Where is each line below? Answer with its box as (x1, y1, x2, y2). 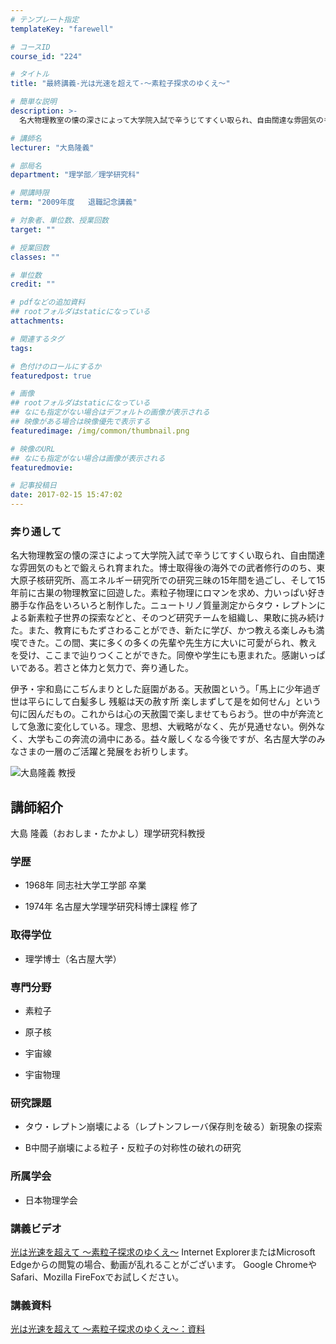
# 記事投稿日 (10, 481, 57, 491)
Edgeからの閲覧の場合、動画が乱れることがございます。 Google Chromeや (10, 1258, 317, 1270)
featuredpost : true (10, 371, 92, 381)
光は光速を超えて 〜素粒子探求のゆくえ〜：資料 (10, 1323, 206, 1335)
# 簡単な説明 (10, 97, 57, 107)
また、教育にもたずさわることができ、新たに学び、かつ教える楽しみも (27, 624, 317, 636)
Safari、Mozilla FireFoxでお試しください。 (10, 1271, 185, 1283)
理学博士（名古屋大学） (24, 952, 122, 965)
